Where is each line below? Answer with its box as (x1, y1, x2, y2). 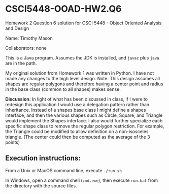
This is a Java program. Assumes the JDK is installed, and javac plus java (5, 54, 159, 61)
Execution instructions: (5, 154, 81, 163)
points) (5, 139, 20, 145)
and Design (5, 25, 29, 31)
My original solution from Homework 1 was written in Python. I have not (5, 70, 154, 76)
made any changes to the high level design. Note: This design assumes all (5, 75, 160, 81)
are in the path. (5, 60, 37, 66)
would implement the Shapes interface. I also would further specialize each (5, 117, 163, 123)
